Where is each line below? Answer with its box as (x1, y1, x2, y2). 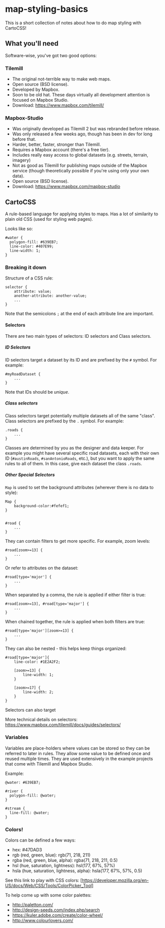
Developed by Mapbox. (12, 86, 60, 92)
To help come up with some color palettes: (5, 892, 92, 898)
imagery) (12, 157, 31, 163)
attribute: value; (14, 289, 52, 294)
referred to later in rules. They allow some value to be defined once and (5, 750, 151, 756)
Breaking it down (5, 264, 47, 271)
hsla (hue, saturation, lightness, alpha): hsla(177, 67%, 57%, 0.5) (12, 868, 142, 874)
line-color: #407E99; (9, 244, 54, 249)
